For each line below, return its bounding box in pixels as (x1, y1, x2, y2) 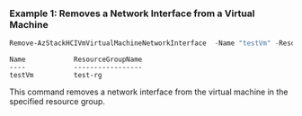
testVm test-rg (9, 71, 102, 80)
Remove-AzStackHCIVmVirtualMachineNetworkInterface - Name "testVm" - (9, 39, 280, 48)
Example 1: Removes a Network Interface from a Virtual (9, 7, 255, 20)
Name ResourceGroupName (9, 55, 143, 65)
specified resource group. (9, 96, 106, 107)
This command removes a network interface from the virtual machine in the (9, 86, 289, 97)
